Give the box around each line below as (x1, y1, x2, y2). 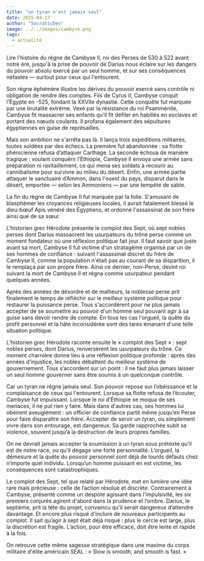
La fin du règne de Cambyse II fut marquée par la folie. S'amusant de (6, 193, 180, 200)
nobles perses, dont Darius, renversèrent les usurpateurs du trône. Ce (6, 345, 182, 352)
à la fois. (6, 530, 27, 537)
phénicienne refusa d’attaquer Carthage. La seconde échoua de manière (6, 149, 189, 156)
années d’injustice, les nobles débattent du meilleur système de (6, 358, 166, 365)
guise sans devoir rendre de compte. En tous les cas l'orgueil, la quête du (6, 314, 191, 321)
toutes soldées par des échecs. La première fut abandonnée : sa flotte (6, 143, 183, 149)
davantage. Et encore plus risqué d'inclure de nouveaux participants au (6, 510, 186, 517)
